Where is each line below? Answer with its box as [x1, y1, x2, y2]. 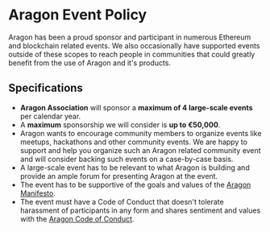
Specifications [8, 81, 83, 95]
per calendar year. [19, 111, 81, 121]
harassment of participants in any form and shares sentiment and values [19, 205, 261, 215]
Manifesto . [19, 188, 56, 198]
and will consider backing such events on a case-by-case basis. [19, 154, 234, 164]
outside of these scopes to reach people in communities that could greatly [8, 49, 255, 59]
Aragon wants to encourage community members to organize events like [19, 128, 262, 138]
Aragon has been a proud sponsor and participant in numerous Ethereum [8, 32, 251, 42]
